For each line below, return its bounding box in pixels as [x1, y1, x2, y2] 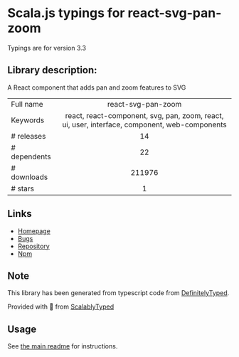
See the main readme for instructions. [7, 342, 118, 351]
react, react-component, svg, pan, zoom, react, [65, 110, 224, 120]
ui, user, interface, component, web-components [62, 119, 228, 129]
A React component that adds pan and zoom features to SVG [7, 83, 186, 92]
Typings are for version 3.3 [7, 43, 87, 52]
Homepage [17, 226, 51, 235]
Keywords [11, 115, 45, 125]
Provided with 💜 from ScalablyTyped [7, 302, 115, 311]
